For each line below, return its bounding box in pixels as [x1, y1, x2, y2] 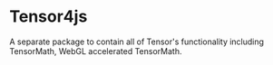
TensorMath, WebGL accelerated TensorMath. [9, 45, 182, 56]
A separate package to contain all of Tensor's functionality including [9, 36, 265, 47]
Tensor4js [9, 6, 88, 27]
